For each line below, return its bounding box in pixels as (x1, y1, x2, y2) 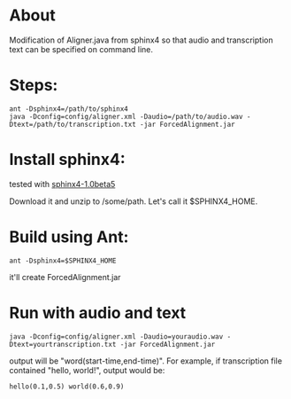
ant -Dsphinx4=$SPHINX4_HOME (9, 256, 117, 265)
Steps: (9, 75, 58, 96)
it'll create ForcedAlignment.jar (9, 271, 121, 282)
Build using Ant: (9, 227, 129, 246)
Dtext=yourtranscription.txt (9, 340, 117, 348)
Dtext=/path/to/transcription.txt (9, 120, 137, 129)
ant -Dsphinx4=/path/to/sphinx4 (9, 104, 128, 113)
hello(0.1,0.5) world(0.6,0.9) (9, 382, 125, 391)
